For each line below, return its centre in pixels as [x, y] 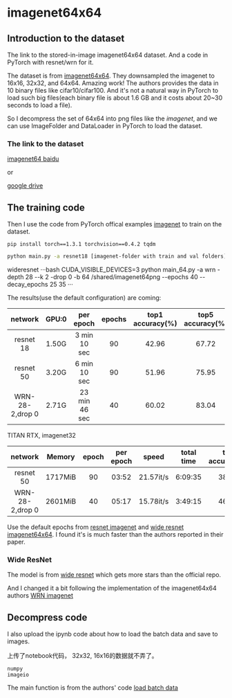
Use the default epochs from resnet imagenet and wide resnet [96, 527]
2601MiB [61, 501]
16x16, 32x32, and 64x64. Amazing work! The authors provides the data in [113, 83]
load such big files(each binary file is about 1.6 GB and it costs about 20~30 [115, 98]
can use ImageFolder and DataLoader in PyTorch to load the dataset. [105, 126]
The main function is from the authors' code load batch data [93, 688]
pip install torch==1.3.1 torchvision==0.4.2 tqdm [81, 244]
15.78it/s [154, 501]
